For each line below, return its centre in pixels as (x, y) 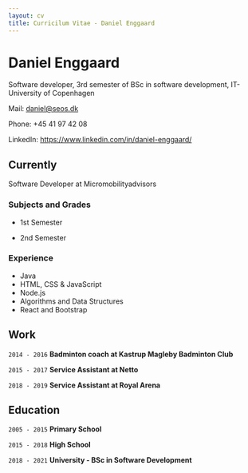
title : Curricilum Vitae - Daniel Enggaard (82, 23)
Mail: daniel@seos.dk (43, 109)
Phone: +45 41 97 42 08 (48, 124)
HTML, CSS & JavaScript (61, 284)
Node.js (33, 292)
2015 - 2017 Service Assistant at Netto (73, 369)
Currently (33, 165)
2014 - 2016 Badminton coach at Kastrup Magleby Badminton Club (121, 354)
